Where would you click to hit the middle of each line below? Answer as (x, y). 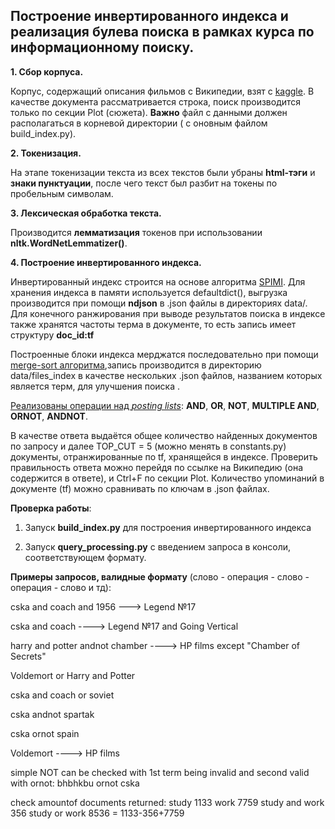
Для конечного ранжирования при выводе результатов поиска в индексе (168, 313)
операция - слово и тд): (61, 587)
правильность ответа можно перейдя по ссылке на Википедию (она (157, 467)
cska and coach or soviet (62, 695)
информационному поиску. (102, 47)
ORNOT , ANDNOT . (49, 416)
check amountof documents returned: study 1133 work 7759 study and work (167, 802)
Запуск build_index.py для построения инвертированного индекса (168, 527)
